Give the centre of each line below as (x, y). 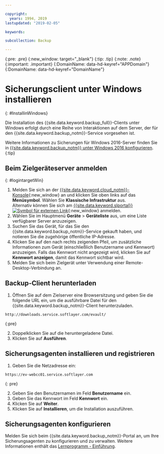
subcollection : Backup (28, 41)
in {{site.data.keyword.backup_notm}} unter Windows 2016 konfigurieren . (79, 148)
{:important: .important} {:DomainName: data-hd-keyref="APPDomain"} (77, 64)
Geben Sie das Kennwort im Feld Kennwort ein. (60, 398)
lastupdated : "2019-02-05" (33, 23)
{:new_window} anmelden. (94, 210)
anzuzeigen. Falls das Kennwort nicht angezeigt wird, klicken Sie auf (81, 252)
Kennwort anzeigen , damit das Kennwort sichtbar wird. (68, 257)
